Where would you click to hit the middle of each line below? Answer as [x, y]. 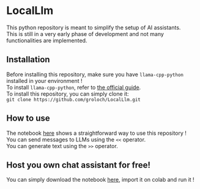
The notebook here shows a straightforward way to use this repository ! [96, 133]
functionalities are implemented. [47, 40]
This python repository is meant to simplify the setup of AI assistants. [94, 27]
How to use [28, 119]
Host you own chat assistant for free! [79, 165]
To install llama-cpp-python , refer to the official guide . [74, 87]
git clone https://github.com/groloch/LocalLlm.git [73, 99]
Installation [28, 59]
